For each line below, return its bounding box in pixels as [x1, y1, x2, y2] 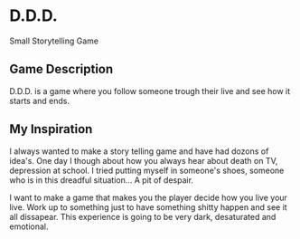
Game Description [9, 62, 114, 77]
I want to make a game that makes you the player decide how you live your [9, 192, 287, 203]
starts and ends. [9, 95, 70, 106]
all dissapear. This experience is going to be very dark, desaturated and [9, 211, 277, 222]
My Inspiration [9, 121, 93, 137]
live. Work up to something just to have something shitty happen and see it [9, 201, 287, 213]
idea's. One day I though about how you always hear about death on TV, [9, 155, 278, 166]
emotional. [9, 221, 49, 232]
